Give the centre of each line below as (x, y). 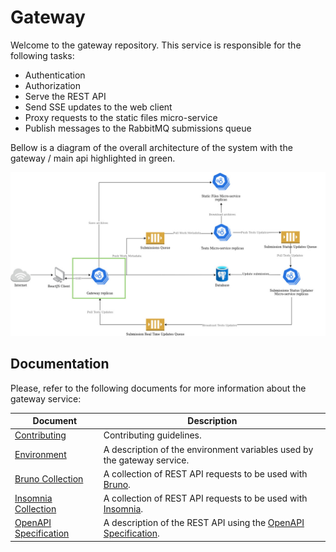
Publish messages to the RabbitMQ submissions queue (138, 128)
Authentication (55, 75)
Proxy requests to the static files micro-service (121, 117)
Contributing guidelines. (152, 435)
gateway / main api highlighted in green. (93, 158)
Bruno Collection (49, 479)
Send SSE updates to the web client (98, 107)
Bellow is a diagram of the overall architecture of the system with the (151, 147)
